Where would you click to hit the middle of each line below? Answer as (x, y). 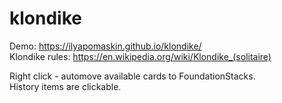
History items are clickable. (65, 86)
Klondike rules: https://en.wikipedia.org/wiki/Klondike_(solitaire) (140, 56)
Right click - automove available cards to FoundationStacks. (132, 76)
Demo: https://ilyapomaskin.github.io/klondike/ (105, 46)
